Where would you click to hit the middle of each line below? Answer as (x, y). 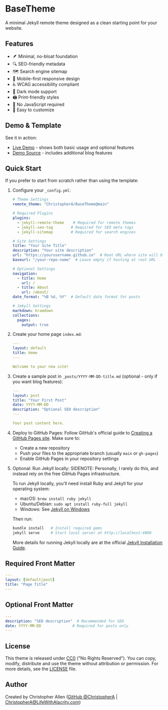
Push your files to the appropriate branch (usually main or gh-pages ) (89, 453)
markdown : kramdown (33, 310)
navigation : (25, 274)
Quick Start (23, 168)
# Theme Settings (30, 200)
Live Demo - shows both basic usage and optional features (73, 147)
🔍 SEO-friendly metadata (39, 64)
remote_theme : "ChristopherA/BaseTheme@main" (60, 204)
